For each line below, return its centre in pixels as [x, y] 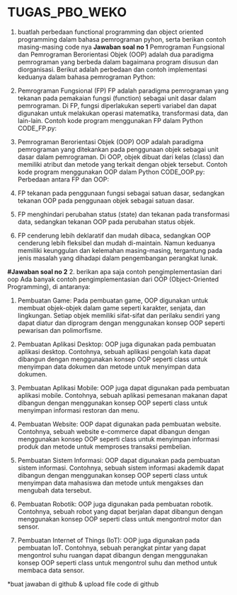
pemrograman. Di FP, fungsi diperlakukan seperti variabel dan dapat [117, 105]
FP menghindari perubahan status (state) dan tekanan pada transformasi [123, 214]
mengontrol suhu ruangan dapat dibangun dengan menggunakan [112, 555]
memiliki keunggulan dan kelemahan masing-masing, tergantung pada [120, 250]
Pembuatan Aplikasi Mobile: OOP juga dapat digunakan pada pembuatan [123, 388]
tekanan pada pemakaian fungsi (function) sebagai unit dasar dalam [117, 98]
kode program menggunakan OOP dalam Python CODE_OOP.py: [111, 172]
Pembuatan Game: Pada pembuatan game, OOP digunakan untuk [113, 300]
